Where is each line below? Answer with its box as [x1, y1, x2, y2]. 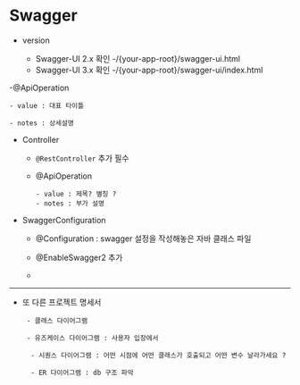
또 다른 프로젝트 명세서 [21, 297, 102, 307]
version [21, 35, 51, 46]
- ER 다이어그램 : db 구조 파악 [30, 368, 134, 377]
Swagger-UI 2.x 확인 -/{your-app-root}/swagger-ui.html [35, 53, 241, 63]
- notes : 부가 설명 [35, 198, 105, 208]
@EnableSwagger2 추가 [35, 252, 123, 263]
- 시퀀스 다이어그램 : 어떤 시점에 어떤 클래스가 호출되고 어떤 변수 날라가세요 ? [30, 350, 287, 360]
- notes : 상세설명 [9, 118, 74, 128]
